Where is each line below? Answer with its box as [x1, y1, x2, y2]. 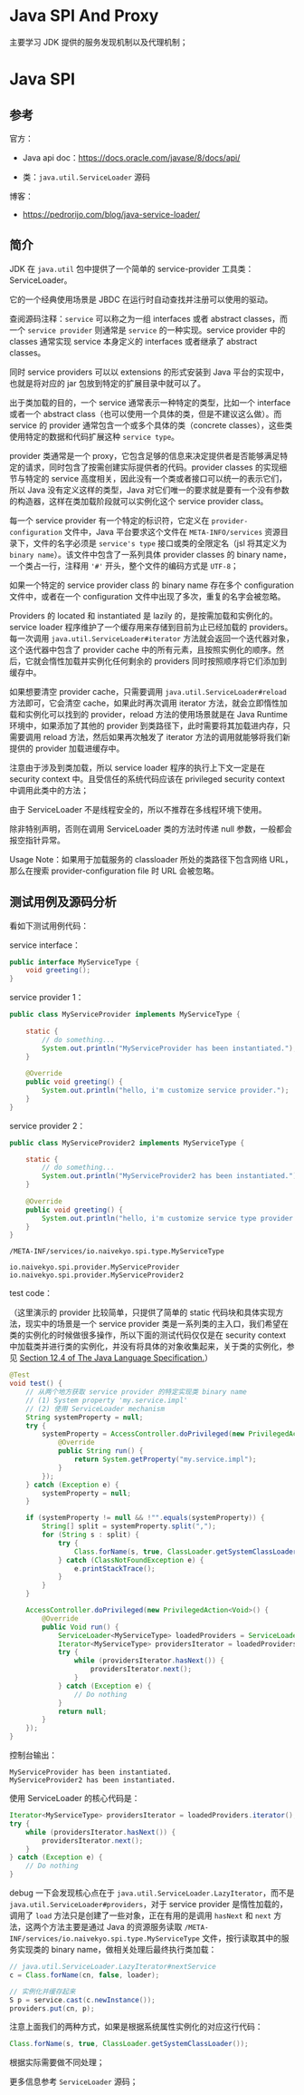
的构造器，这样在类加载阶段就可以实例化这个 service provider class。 [9, 495, 269, 506]
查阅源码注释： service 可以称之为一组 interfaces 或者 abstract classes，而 [9, 313, 288, 324]
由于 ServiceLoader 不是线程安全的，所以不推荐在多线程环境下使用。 [9, 804, 267, 814]
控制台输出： [9, 1749, 57, 1760]
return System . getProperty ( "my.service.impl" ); [73, 1455, 257, 1465]
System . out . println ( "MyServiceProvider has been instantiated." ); [42, 1044, 298, 1053]
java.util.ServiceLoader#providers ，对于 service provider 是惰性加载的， [9, 1899, 288, 1910]
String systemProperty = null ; [25, 1412, 144, 1422]
